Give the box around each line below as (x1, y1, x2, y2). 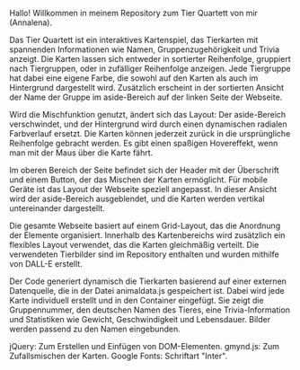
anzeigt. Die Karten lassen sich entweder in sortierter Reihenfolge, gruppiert (9, 54, 291, 64)
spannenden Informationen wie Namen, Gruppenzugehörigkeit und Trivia (9, 44, 280, 55)
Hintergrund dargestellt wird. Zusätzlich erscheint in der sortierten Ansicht (9, 83, 285, 92)
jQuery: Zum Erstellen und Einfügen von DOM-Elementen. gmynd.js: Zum (9, 341, 280, 351)
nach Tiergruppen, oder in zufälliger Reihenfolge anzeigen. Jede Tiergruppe (9, 63, 291, 74)
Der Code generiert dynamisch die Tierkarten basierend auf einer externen (9, 276, 287, 286)
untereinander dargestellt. (9, 203, 105, 214)
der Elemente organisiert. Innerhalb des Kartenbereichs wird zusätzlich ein (9, 230, 286, 241)
